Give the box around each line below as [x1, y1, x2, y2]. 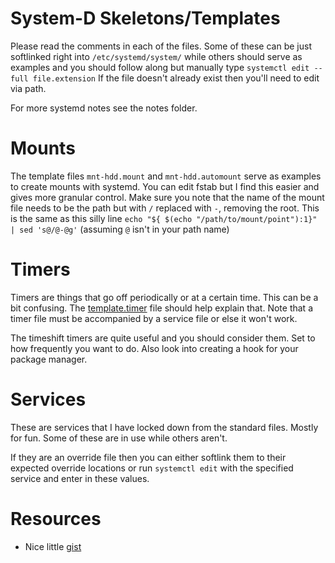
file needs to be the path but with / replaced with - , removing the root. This [10, 202, 320, 214]
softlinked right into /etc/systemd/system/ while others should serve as [10, 50, 303, 62]
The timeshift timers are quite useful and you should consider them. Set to [10, 332, 316, 344]
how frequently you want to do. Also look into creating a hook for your [10, 342, 299, 354]
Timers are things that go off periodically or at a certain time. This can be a [10, 291, 319, 303]
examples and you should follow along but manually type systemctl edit [10, 61, 310, 73]
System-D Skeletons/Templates [10, 7, 281, 30]
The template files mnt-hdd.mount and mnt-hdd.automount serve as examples [10, 170, 322, 182]
